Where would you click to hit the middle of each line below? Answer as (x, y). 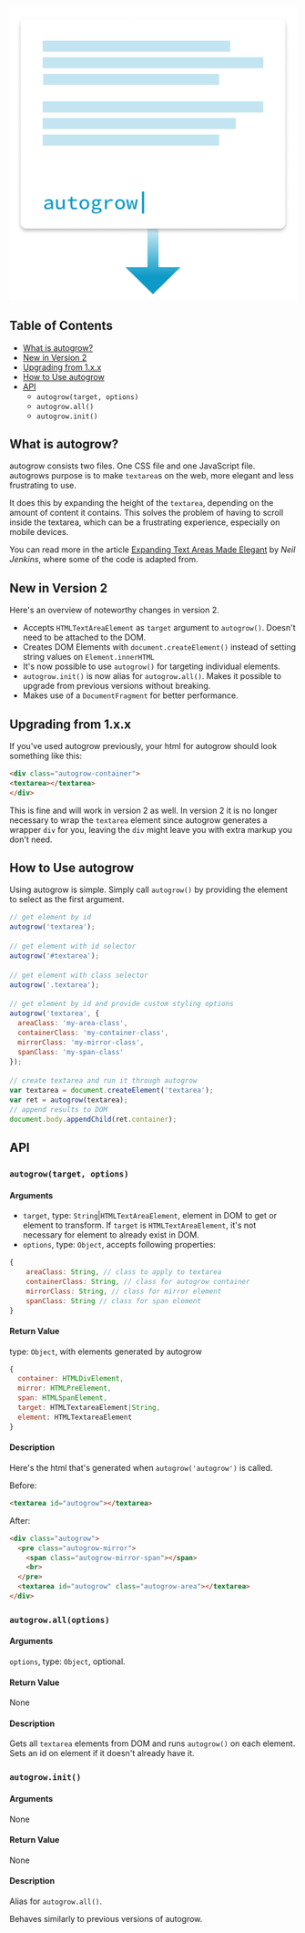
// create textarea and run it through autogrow (103, 1081)
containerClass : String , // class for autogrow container (138, 1281)
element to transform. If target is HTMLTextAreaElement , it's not (139, 1225)
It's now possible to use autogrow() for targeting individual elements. (151, 666)
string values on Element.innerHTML (88, 657)
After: (20, 1520)
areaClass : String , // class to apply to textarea (124, 1272)
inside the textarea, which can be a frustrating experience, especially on (145, 522)
